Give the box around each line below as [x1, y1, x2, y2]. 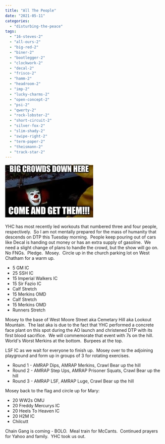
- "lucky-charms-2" [9, 92, 50, 97]
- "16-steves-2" [9, 34, 43, 39]
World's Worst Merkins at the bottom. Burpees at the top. [5, 338, 123, 344]
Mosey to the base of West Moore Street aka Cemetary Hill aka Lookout [5, 317, 152, 323]
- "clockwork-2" [9, 60, 43, 66]
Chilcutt [12, 419, 29, 425]
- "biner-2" [9, 50, 35, 55]
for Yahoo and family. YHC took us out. [5, 434, 86, 440]
